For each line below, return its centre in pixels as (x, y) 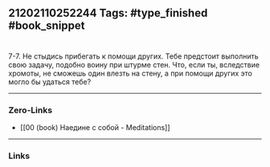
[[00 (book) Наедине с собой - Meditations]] (95, 127)
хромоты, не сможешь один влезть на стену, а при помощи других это (131, 73)
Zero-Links (31, 110)
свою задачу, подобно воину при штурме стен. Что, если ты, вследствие (134, 64)
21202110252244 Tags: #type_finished (108, 13)
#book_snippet (47, 26)
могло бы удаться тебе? (50, 81)
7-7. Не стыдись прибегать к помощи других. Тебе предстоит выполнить (133, 56)
